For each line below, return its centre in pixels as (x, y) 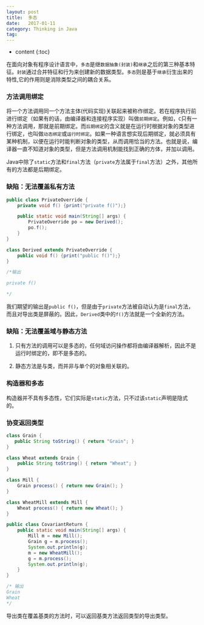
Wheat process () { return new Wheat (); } (70, 508)
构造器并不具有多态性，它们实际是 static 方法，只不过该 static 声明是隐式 (97, 398)
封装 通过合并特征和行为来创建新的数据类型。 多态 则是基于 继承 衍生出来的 (105, 72)
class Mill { (23, 480)
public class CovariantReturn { (47, 525)
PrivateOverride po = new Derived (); (76, 222)
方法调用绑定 (25, 97)
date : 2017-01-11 (31, 23)
